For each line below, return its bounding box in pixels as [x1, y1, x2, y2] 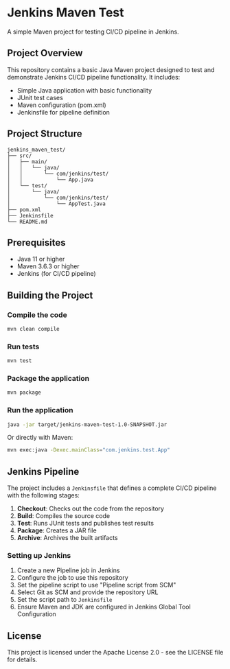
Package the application [7, 374, 90, 384]
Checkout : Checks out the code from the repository [16, 504, 165, 513]
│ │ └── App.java [7, 176, 94, 183]
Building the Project [7, 290, 93, 301]
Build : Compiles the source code [16, 512, 111, 520]
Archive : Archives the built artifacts [16, 534, 118, 542]
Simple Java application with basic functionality [16, 86, 152, 94]
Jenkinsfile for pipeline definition [16, 108, 110, 116]
